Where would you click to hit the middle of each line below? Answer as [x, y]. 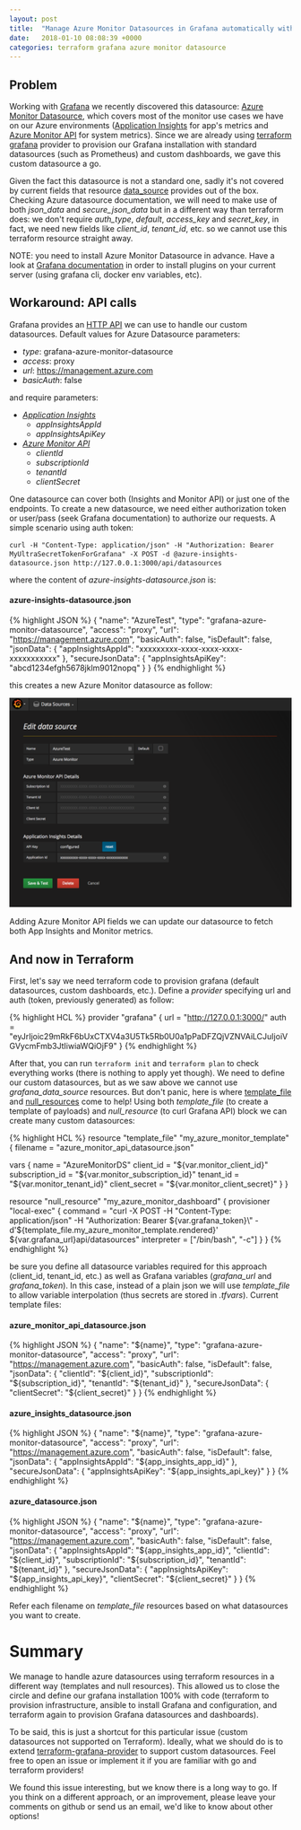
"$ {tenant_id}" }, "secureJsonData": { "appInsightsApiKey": [119, 1569]
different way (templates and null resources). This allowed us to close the [145, 1686]
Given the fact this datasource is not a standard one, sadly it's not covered [146, 181]
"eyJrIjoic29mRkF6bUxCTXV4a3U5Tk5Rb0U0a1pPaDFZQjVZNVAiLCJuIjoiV [149, 1036]
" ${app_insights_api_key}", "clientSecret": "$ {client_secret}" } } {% [133, 1579]
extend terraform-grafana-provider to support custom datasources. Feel [142, 1751]
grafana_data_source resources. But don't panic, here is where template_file [150, 1091]
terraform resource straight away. [71, 239]
